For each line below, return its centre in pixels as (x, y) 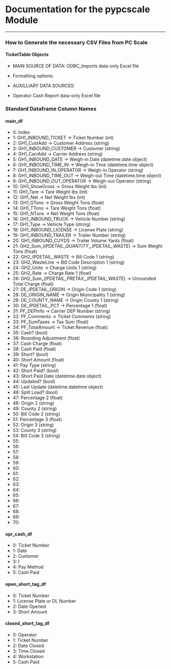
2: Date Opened (29, 606)
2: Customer (26, 556)
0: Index (21, 132)
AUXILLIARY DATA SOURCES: (44, 86)
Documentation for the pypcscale (78, 9)
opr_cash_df (19, 534)
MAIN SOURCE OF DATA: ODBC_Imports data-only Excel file (76, 66)
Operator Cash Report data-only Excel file (56, 96)
